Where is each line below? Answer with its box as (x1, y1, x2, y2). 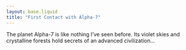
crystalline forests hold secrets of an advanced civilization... (6, 37, 155, 44)
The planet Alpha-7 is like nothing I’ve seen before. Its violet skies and (6, 30, 181, 37)
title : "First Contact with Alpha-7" (6, 14, 101, 20)
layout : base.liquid (6, 8, 58, 15)
